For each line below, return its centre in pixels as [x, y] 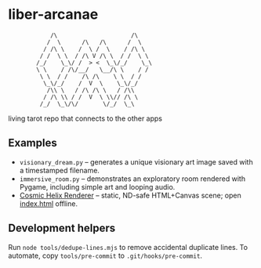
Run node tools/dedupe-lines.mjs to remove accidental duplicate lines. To [128, 247]
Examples [33, 143]
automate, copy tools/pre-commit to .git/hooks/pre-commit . [105, 255]
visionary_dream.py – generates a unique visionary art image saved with [136, 161]
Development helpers [62, 228]
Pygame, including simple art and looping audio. [97, 187]
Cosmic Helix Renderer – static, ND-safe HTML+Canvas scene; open [130, 195]
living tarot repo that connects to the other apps [85, 118]
